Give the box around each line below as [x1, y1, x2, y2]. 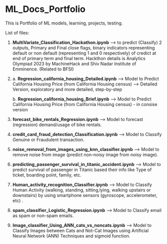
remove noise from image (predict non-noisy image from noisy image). [12, 151, 158, 157]
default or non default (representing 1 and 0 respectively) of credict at [12, 50, 156, 56]
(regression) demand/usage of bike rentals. [12, 121, 102, 127]
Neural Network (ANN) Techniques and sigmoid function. [12, 232, 130, 238]
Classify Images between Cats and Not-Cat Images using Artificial [12, 227, 149, 233]
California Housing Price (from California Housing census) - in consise [12, 101, 157, 107]
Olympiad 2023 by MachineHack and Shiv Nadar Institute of [12, 60, 136, 66]
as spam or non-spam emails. [12, 212, 74, 218]
